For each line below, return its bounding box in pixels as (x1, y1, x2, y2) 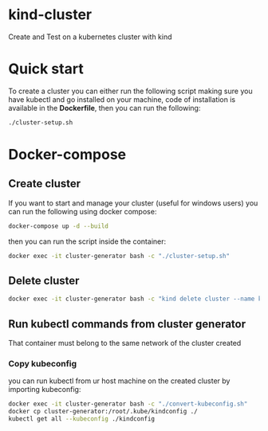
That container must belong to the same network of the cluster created (8, 339, 242, 347)
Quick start (8, 60, 84, 78)
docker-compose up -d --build (8, 221, 109, 230)
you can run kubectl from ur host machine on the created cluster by (8, 376, 231, 386)
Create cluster (8, 177, 81, 190)
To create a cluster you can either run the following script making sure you (8, 86, 253, 96)
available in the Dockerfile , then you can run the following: (8, 103, 201, 112)
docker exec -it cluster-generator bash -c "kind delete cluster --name (8, 295, 255, 304)
